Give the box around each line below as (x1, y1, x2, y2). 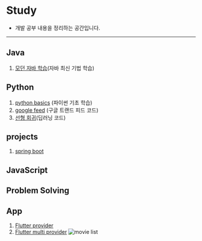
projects (6, 132, 38, 142)
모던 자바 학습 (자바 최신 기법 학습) (14, 64, 95, 72)
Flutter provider (14, 222, 54, 229)
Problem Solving (6, 186, 70, 196)
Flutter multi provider (14, 228, 67, 235)
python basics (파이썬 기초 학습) (14, 99, 93, 106)
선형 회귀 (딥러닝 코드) (14, 114, 66, 121)
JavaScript (6, 165, 48, 175)
